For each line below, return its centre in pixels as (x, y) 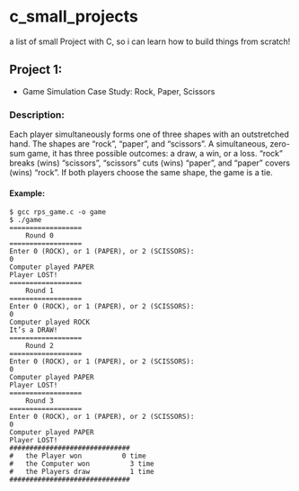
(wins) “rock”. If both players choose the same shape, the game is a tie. (141, 173)
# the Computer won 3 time (82, 464)
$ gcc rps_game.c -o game (57, 212)
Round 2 (40, 346)
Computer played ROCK (50, 322)
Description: (37, 114)
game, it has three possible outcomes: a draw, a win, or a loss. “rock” (154, 154)
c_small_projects (74, 17)
